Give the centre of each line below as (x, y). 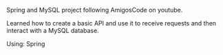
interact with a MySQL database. (53, 31)
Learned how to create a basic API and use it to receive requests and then (111, 23)
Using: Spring (26, 44)
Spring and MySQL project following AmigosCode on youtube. (95, 10)
